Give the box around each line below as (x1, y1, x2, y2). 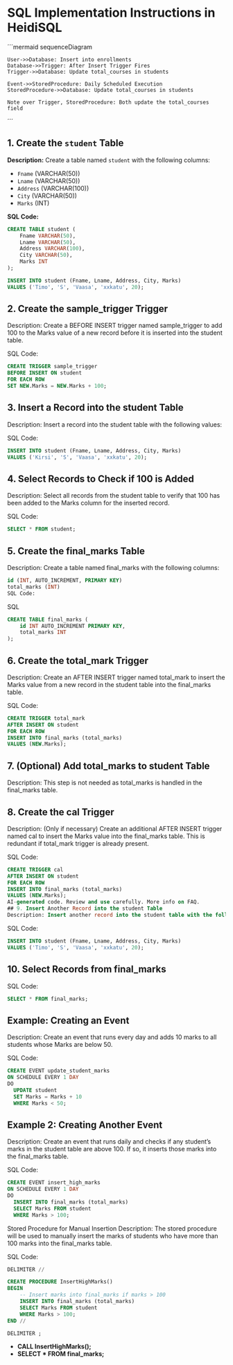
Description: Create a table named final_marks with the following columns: (7, 564, 220, 571)
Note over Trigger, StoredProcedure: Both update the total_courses (7, 99, 209, 106)
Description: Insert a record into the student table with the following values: (7, 420, 223, 429)
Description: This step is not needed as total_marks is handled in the (7, 778, 202, 787)
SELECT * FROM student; (7, 526, 76, 533)
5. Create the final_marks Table (7, 545, 146, 557)
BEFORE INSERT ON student (7, 370, 82, 377)
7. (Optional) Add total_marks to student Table (7, 760, 210, 772)
